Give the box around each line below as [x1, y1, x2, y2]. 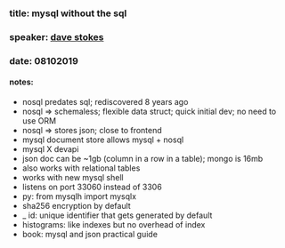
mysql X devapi [21, 143, 79, 154]
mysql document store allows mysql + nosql [21, 134, 184, 145]
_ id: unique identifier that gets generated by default [21, 210, 213, 220]
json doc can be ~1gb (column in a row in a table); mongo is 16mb [21, 153, 264, 164]
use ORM [21, 115, 56, 126]
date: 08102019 [9, 54, 78, 67]
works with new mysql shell [21, 172, 124, 182]
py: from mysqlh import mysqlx [21, 190, 136, 202]
